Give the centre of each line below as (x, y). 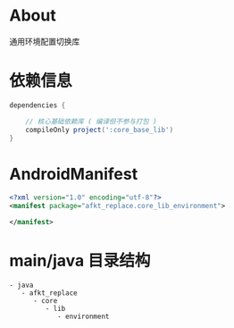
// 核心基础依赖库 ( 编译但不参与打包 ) (92, 122)
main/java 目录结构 (80, 261)
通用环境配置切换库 (45, 41)
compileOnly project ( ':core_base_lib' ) (100, 130)
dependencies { (38, 105)
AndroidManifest (74, 174)
